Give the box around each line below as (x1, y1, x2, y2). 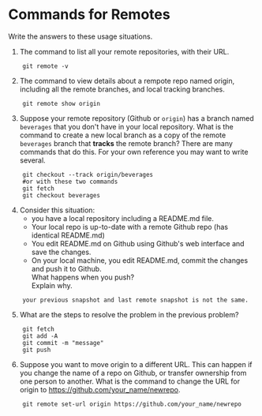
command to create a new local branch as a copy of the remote (19, 130, 226, 140)
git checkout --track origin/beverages (22, 171, 154, 178)
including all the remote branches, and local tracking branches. (19, 84, 225, 94)
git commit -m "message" (22, 339, 104, 347)
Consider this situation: (19, 205, 95, 215)
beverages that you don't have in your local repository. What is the (19, 122, 234, 131)
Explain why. (31, 280, 73, 290)
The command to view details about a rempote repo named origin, (19, 76, 235, 85)
